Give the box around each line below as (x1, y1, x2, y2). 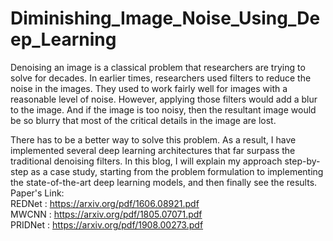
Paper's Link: (10, 187, 65, 199)
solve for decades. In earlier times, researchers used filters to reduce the (10, 72, 312, 84)
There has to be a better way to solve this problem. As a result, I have (10, 133, 297, 146)
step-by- (284, 155, 321, 167)
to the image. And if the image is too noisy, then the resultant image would (10, 103, 317, 116)
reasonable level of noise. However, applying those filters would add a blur (10, 93, 318, 105)
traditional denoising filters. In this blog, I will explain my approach (10, 155, 283, 167)
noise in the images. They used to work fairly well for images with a (10, 82, 288, 94)
